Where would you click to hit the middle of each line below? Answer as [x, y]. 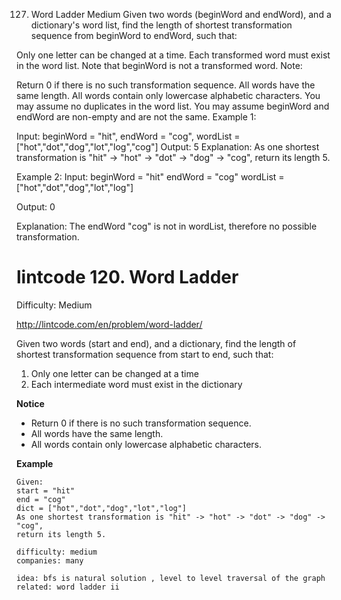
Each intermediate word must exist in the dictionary [136, 384]
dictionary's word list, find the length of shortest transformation [161, 25]
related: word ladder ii [68, 587]
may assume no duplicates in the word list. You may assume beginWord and [173, 106]
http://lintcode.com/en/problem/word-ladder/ [109, 324]
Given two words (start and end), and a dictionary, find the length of [156, 343]
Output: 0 [36, 207]
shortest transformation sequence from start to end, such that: [145, 354]
